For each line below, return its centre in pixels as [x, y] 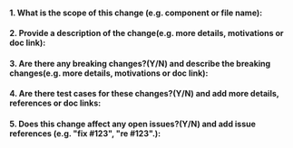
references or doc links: [55, 103]
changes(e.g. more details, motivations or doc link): [109, 73]
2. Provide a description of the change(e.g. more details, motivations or [146, 33]
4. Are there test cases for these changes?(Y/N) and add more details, [144, 94]
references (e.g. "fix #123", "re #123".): [85, 133]
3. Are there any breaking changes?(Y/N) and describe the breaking [140, 63]
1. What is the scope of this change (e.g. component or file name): [136, 13]
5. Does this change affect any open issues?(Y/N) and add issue [133, 124]
